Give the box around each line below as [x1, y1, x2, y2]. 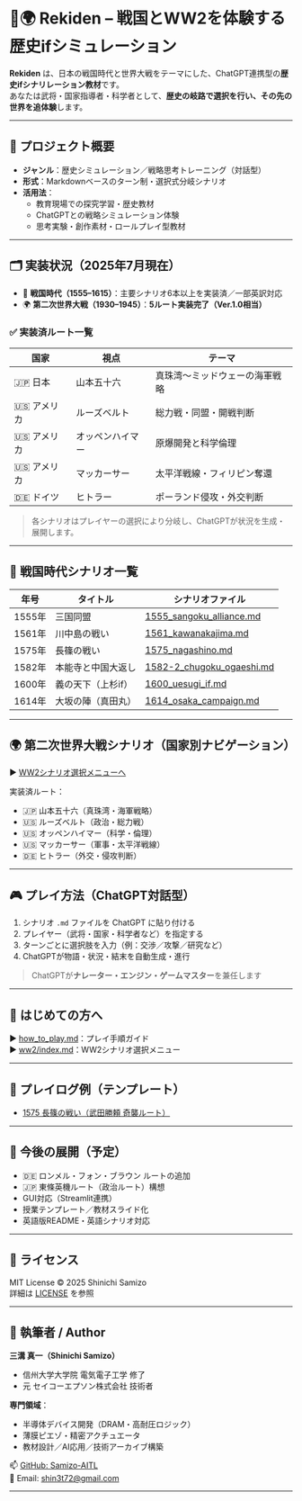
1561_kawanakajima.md [145, 626, 249, 639]
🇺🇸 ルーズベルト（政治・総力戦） [22, 816, 149, 828]
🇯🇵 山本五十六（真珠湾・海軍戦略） [22, 805, 157, 816]
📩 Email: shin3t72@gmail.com [9, 1473, 120, 1484]
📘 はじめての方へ [9, 1007, 103, 1022]
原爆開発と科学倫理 [155, 436, 237, 449]
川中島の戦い [55, 627, 110, 640]
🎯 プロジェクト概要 [9, 139, 115, 154]
